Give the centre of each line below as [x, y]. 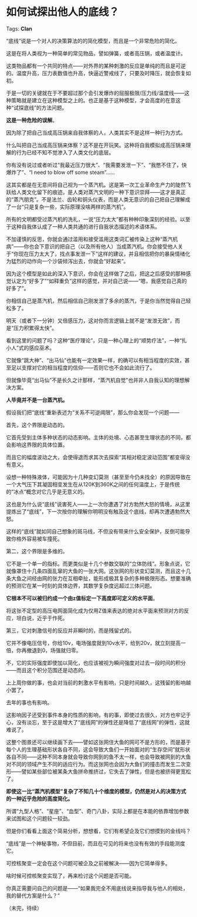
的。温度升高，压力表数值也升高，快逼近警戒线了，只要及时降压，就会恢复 [96, 73]
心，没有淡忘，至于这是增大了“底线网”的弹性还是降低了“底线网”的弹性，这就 [98, 722]
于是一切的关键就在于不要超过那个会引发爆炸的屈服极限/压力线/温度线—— [95, 93]
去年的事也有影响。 [29, 702]
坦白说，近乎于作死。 [42, 618]
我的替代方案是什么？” [33, 895]
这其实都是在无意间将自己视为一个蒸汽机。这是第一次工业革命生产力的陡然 [96, 184]
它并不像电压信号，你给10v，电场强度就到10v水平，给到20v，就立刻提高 [94, 643]
